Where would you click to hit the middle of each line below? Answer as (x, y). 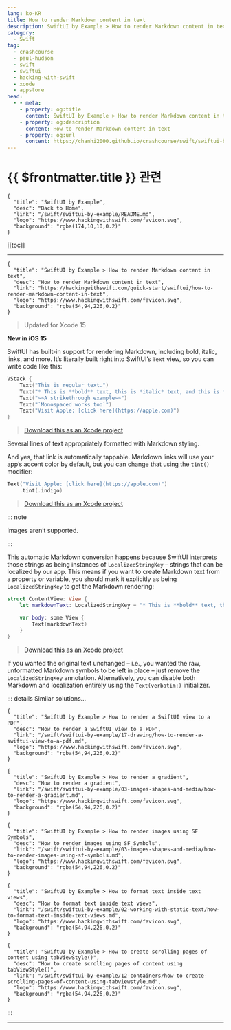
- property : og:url (47, 135)
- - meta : (27, 103)
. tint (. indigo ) (41, 491)
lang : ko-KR (24, 13)
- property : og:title (50, 109)
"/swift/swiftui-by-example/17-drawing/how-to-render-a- (121, 735)
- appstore (29, 90)
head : (15, 97)
